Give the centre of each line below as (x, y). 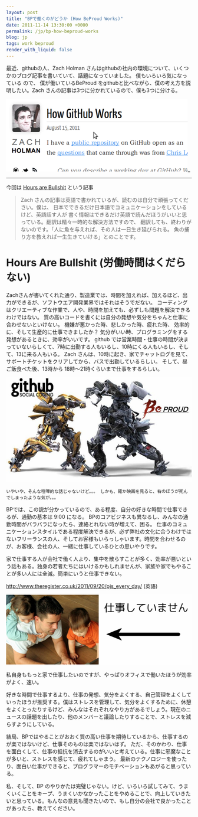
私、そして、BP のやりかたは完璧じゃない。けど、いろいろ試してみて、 (92, 786)
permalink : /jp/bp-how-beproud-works (52, 31)
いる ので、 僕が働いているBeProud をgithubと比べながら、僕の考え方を (98, 83)
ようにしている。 (37, 724)
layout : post (22, 12)
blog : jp (17, 37)
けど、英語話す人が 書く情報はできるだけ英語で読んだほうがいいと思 (104, 214)
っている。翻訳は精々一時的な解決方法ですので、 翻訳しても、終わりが (106, 222)
